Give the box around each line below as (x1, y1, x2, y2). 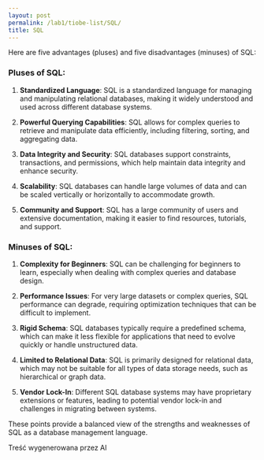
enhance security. (19, 166, 79, 176)
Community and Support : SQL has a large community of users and (19, 205, 239, 214)
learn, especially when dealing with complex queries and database (19, 267, 236, 276)
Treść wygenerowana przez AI (8, 443, 107, 452)
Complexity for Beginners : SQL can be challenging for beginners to (19, 259, 241, 269)
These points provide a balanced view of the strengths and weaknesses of (8, 419, 251, 428)
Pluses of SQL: (8, 68, 65, 79)
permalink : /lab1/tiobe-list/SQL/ (8, 19, 122, 27)
